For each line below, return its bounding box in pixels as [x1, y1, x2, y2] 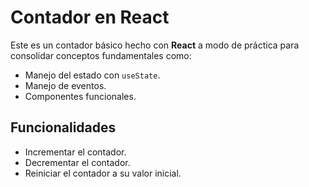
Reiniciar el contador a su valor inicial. [24, 167, 182, 179]
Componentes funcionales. [24, 90, 137, 102]
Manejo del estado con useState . [24, 69, 161, 81]
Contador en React [10, 6, 170, 29]
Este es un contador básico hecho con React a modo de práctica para [10, 39, 300, 51]
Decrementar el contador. [24, 156, 131, 168]
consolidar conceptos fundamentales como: [10, 49, 192, 61]
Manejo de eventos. [24, 79, 107, 91]
